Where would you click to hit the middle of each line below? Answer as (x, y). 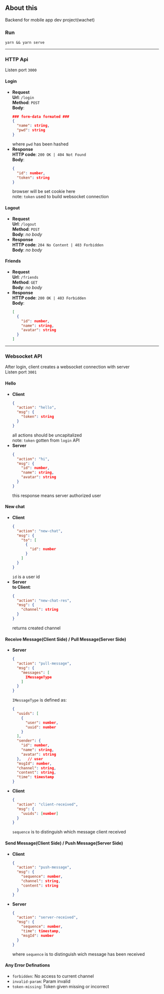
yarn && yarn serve (25, 43)
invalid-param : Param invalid (41, 981)
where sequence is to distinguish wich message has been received (78, 954)
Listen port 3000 (21, 70)
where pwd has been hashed (40, 144)
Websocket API (24, 356)
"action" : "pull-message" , (44, 663)
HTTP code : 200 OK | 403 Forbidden (49, 298)
